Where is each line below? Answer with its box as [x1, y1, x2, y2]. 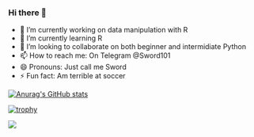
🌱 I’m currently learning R [19, 33, 103, 43]
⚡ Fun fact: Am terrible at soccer [19, 71, 126, 81]
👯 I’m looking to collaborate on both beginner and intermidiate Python [19, 42, 247, 51]
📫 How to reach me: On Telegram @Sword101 [19, 51, 171, 60]
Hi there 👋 [8, 7, 47, 18]
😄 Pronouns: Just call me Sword [19, 63, 127, 72]
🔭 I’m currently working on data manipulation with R [19, 25, 188, 35]
